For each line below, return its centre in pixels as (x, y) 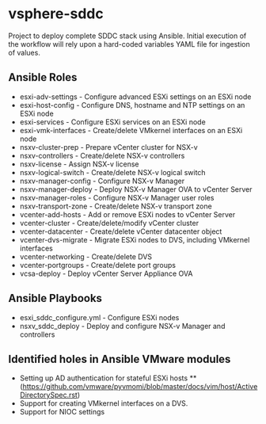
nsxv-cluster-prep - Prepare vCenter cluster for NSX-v (108, 147)
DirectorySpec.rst (48, 395)
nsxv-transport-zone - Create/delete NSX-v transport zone (116, 206)
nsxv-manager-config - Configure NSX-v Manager (102, 181)
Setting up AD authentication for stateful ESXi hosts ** (108, 378)
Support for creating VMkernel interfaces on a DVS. (104, 403)
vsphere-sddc (56, 14)
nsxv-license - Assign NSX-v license (80, 164)
